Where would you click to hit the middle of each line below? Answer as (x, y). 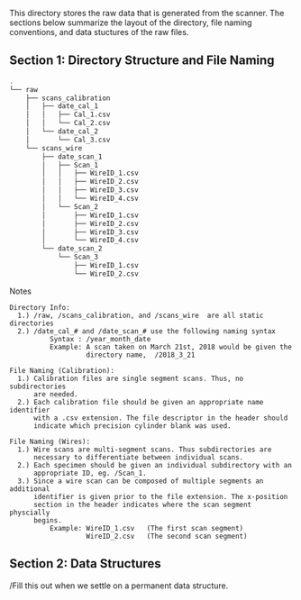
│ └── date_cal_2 (62, 132)
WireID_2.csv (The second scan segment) (167, 536)
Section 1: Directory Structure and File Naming (142, 61)
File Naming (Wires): (50, 441)
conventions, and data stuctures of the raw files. (99, 32)
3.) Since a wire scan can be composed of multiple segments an (141, 481)
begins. (48, 520)
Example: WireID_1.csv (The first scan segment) (146, 528)
